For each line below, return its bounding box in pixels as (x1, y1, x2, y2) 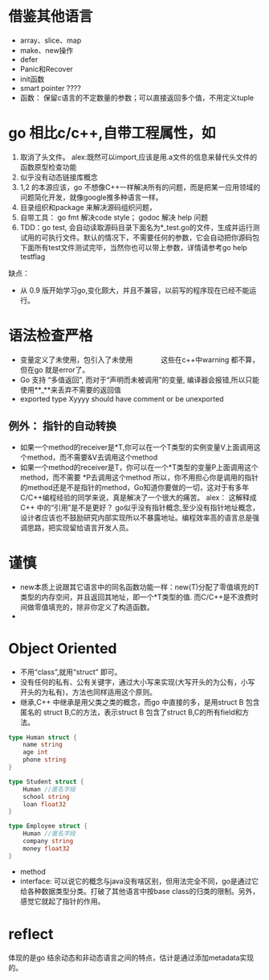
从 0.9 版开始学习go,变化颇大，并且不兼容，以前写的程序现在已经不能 (19, 285, 250, 294)
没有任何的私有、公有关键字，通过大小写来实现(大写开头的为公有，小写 (19, 677, 255, 686)
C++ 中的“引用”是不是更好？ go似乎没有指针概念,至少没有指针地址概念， (19, 502, 259, 512)
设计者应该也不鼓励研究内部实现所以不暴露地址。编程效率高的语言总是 (19, 513, 253, 522)
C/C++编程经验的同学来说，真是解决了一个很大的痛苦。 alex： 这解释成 (19, 492, 257, 502)
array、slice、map (19, 35, 82, 45)
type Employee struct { (8, 822, 88, 830)
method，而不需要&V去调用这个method (26, 452, 158, 462)
